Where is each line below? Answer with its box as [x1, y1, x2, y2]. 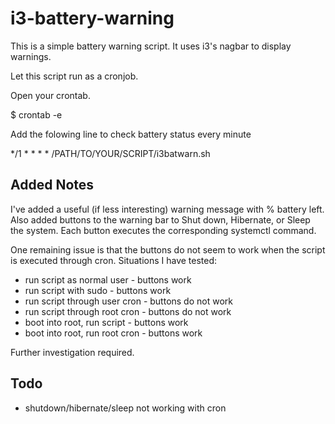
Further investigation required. [10, 346, 135, 358]
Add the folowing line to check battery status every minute [10, 128, 252, 140]
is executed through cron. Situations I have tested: [10, 254, 218, 266]
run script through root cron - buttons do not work [24, 305, 232, 317]
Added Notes [10, 177, 95, 194]
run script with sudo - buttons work [24, 284, 172, 296]
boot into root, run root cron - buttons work [24, 327, 203, 339]
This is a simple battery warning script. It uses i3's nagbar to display [10, 40, 292, 52]
